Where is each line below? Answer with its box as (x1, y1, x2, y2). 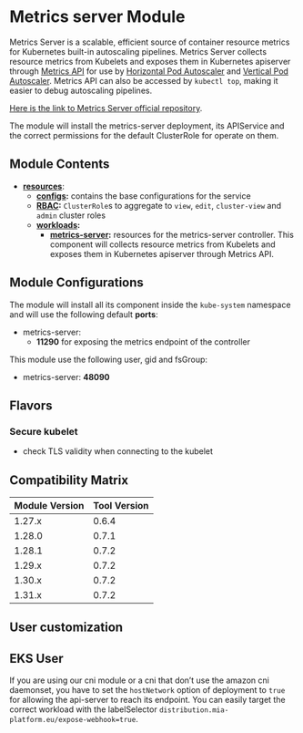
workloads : (35, 219, 80, 230)
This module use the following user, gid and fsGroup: (9, 354, 207, 365)
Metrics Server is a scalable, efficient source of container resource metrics (9, 36, 290, 47)
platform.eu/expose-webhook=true (9, 716, 136, 725)
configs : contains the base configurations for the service (35, 190, 252, 201)
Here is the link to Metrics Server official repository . (9, 102, 203, 113)
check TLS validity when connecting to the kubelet (22, 446, 214, 457)
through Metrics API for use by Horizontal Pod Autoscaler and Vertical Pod (9, 66, 289, 77)
